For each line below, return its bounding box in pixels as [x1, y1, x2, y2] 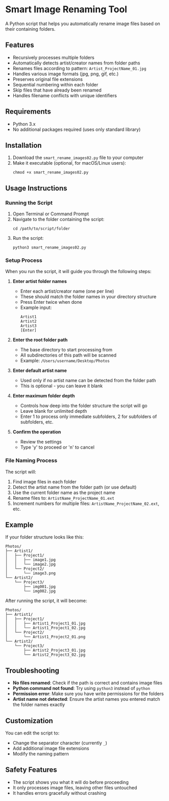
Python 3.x [12, 121, 36, 127]
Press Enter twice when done [20, 299, 83, 305]
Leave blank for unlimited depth [20, 408, 87, 414]
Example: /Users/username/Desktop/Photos [20, 358, 110, 364]
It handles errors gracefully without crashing [12, 790, 106, 796]
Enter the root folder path [12, 337, 68, 343]
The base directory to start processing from [20, 347, 113, 353]
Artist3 [20, 323, 37, 328]
